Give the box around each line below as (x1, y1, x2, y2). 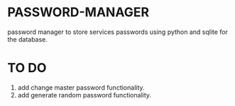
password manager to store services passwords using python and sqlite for (7, 28, 229, 36)
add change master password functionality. (17, 83, 145, 92)
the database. (7, 35, 48, 43)
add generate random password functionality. (17, 90, 151, 99)
